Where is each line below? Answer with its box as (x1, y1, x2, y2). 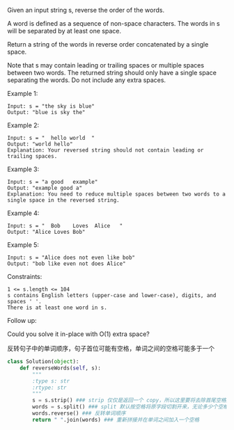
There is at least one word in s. (7, 304, 108, 311)
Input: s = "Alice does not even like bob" (7, 254, 136, 261)
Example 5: (7, 241, 40, 249)
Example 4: (7, 209, 40, 217)
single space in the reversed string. (7, 197, 120, 204)
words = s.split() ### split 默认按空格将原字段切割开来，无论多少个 (32, 404, 218, 411)
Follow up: (7, 317, 37, 324)
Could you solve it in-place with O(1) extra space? (7, 330, 150, 338)
